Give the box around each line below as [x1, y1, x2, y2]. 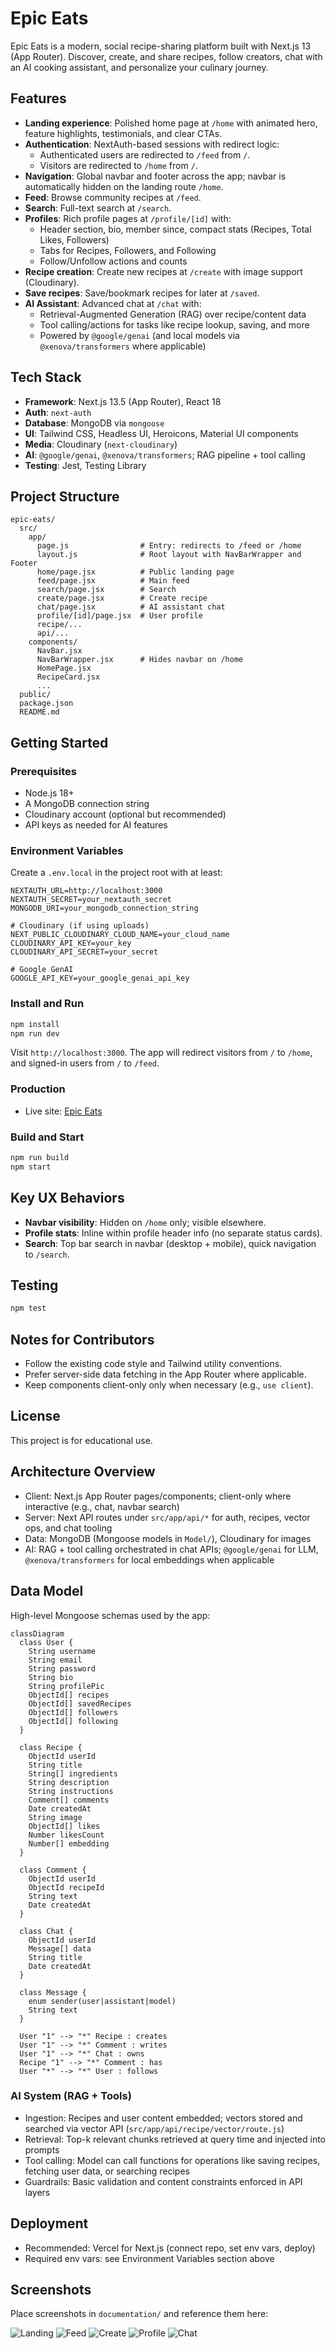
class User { [19, 1637, 74, 1647]
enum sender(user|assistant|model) [28, 1996, 177, 2006]
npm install [10, 1019, 60, 1029]
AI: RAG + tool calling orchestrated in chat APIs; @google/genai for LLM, [24, 1543, 319, 1555]
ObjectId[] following [28, 1716, 118, 1726]
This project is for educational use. [10, 1434, 153, 1446]
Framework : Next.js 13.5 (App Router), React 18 [24, 395, 222, 407]
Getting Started [10, 734, 109, 751]
